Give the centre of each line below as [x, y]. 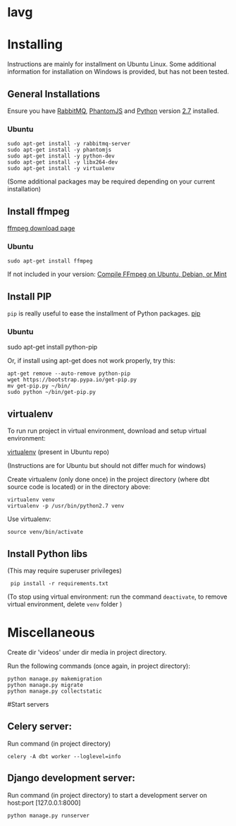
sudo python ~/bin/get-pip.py [52, 393]
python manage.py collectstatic [55, 692]
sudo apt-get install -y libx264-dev [63, 162]
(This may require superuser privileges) [64, 571]
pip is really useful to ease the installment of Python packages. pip [104, 313]
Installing [35, 45]
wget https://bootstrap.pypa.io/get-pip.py [72, 380]
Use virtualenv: [29, 519]
